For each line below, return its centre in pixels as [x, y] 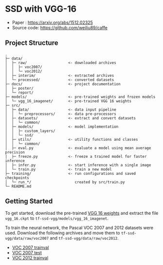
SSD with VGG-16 [41, 9]
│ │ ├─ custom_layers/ [30, 131]
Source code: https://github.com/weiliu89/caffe [60, 27]
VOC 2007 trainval [30, 247]
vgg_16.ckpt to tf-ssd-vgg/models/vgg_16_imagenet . [57, 218]
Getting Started [29, 201]
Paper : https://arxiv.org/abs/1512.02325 [53, 22]
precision [15, 152]
